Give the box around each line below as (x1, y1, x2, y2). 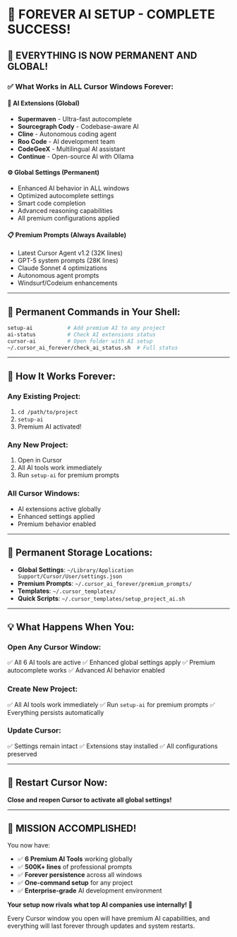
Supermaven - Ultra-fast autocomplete (17, 114, 133, 123)
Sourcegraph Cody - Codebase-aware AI (17, 122, 139, 130)
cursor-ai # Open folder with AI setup (7, 338, 153, 345)
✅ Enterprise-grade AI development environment (17, 886, 162, 895)
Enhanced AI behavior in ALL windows (17, 183, 130, 192)
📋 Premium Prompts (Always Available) (7, 231, 127, 239)
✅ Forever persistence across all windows (17, 871, 142, 879)
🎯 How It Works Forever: (7, 370, 116, 382)
